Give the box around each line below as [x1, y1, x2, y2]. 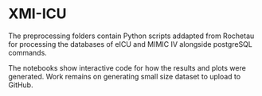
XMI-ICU [8, 5, 67, 23]
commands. [8, 48, 48, 57]
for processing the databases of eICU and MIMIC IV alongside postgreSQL [8, 39, 252, 48]
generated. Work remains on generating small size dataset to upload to [8, 71, 241, 81]
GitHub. [8, 80, 33, 90]
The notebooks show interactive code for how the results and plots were [8, 63, 247, 72]
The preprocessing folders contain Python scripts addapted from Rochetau [8, 31, 255, 40]
